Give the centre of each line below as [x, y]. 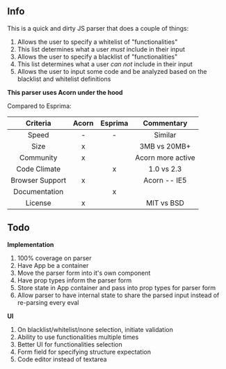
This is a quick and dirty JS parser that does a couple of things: [98, 28]
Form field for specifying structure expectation [84, 352]
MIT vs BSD [165, 203]
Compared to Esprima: [39, 106]
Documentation [39, 191]
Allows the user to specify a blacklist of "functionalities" [97, 57]
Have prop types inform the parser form [74, 280]
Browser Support [39, 180]
